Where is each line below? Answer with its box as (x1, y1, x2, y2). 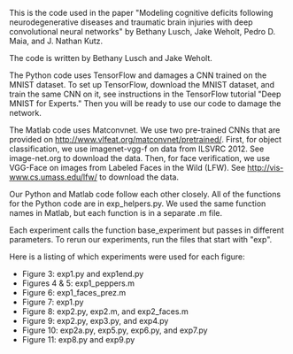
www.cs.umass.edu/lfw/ (9, 172, 97, 182)
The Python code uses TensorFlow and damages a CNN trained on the (9, 70, 267, 81)
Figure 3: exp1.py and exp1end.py (21, 269, 144, 279)
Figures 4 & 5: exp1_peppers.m (21, 278, 135, 289)
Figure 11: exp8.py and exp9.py (21, 335, 135, 344)
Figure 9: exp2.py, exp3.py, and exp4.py (21, 316, 169, 326)
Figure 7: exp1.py (21, 296, 84, 307)
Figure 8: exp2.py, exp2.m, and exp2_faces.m (21, 306, 189, 317)
